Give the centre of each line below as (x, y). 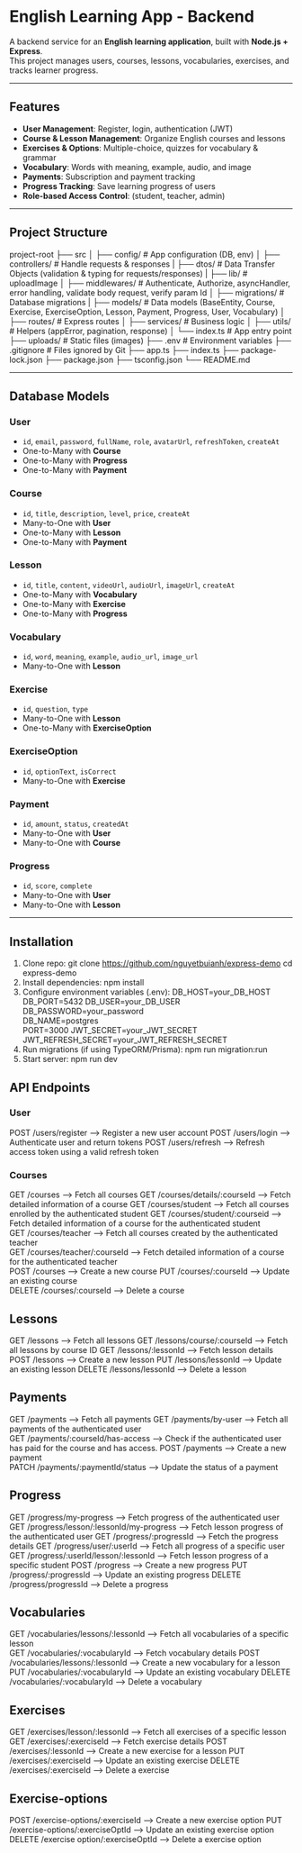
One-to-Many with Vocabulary (80, 594)
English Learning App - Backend (132, 17)
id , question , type (55, 709)
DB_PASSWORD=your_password (83, 1012)
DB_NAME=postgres (60, 1021)
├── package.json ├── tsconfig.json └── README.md (147, 359)
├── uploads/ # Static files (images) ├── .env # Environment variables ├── (151, 341)
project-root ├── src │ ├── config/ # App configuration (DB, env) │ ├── (145, 254)
